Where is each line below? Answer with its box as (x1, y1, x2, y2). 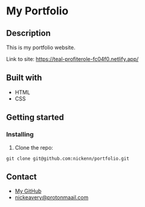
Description (6, 28, 51, 38)
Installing (6, 130, 34, 139)
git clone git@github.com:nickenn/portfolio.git (6, 156, 129, 162)
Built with (6, 73, 42, 83)
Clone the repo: (14, 144, 54, 151)
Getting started (6, 112, 64, 123)
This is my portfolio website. (6, 44, 76, 51)
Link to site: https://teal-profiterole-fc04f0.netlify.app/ (6, 56, 139, 62)
